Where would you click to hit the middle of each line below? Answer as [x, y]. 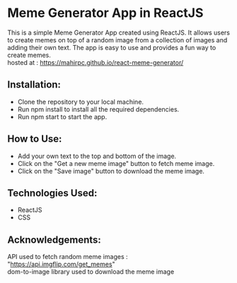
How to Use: [35, 139]
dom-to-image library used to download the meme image [91, 272]
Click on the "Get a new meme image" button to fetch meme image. [116, 163]
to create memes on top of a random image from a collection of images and [117, 40]
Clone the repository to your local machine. [80, 102]
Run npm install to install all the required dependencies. [98, 109]
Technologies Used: [52, 193]
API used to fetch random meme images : [68, 257]
